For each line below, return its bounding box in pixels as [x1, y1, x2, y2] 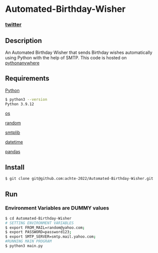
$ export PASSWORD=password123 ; [5, 230, 72, 235]
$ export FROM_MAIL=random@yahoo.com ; [5, 225, 85, 230]
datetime [5, 139, 23, 145]
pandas [5, 149, 21, 155]
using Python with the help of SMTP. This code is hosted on [5, 54, 127, 60]
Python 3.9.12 [5, 101, 35, 107]
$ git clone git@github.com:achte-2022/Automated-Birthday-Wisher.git [5, 176, 154, 181]
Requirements [5, 74, 49, 83]
